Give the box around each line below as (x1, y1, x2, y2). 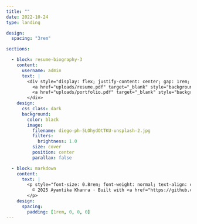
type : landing (6, 19, 41, 25)
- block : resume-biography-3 (11, 57, 83, 63)
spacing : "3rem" (11, 36, 51, 42)
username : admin (21, 67, 62, 73)
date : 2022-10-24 (6, 14, 49, 20)
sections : (6, 46, 30, 52)
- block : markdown (11, 165, 57, 171)
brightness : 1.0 (37, 138, 77, 144)
